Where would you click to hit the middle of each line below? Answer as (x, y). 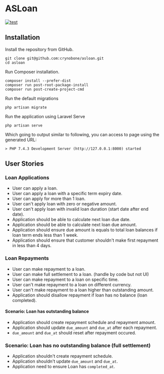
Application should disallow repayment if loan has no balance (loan (80, 295)
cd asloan (15, 62)
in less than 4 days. (32, 246)
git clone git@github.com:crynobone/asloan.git (55, 58)
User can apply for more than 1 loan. (49, 199)
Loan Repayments (27, 258)
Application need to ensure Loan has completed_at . (64, 367)
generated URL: (21, 140)
